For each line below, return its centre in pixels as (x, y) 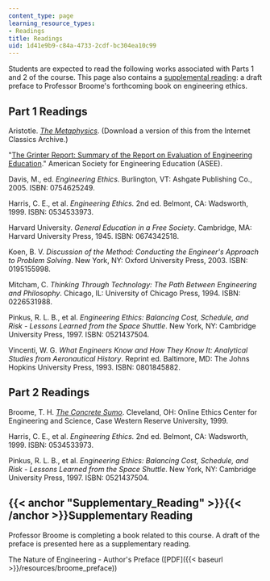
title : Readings (35, 38)
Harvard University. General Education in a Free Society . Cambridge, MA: (130, 228)
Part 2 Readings (49, 393)
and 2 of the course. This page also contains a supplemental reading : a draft (135, 77)
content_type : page (41, 16)
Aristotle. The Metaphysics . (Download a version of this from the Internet (130, 131)
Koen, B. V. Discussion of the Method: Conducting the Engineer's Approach (134, 252)
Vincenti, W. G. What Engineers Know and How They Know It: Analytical (128, 350)
